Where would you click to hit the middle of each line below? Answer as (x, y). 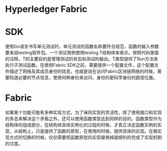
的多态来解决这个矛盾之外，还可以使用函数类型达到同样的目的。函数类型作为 (83, 119)
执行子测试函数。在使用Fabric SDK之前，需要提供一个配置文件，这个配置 (80, 65)
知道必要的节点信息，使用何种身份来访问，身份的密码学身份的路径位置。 (83, 78)
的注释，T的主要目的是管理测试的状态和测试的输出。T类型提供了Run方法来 (82, 59)
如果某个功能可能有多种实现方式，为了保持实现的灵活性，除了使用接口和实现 (83, 113)
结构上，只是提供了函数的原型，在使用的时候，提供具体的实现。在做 (88, 131)
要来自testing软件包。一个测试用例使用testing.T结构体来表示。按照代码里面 (82, 53)
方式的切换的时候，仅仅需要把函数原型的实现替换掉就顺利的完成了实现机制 (85, 138)
